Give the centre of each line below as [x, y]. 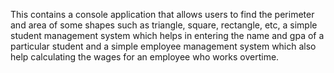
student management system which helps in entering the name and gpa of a [167, 35]
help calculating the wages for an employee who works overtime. [145, 57]
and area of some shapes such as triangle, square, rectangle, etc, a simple [164, 25]
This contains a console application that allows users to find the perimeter [162, 14]
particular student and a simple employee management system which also [163, 46]
